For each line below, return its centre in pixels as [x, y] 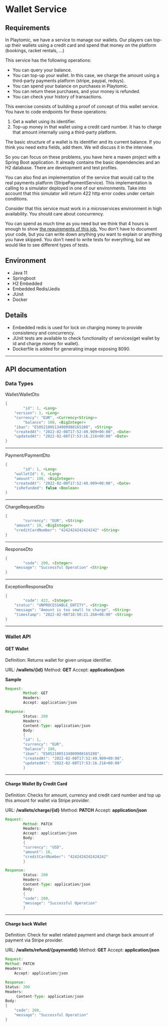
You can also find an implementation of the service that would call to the [79, 177]
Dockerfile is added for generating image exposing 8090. [71, 349]
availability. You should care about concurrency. [54, 214]
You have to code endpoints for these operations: [56, 112]
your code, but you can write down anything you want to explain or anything [84, 234]
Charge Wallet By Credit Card [36, 784]
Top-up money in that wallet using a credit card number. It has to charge [87, 127]
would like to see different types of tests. [47, 245]
